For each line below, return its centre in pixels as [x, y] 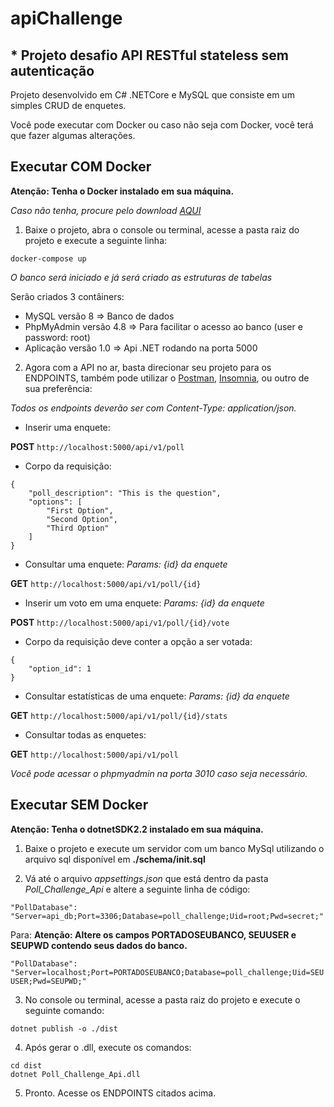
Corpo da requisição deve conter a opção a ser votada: [138, 641]
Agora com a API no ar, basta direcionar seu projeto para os [148, 367]
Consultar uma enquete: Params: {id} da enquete [126, 564]
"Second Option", [82, 519]
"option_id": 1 [60, 668]
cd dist [26, 1065]
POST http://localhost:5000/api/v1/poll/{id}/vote [120, 622]
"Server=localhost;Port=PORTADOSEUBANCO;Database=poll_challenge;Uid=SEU [167, 972]
